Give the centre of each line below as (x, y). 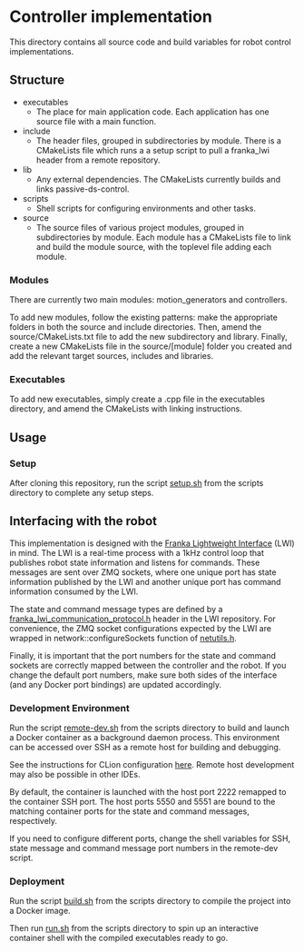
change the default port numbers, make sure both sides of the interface (143, 675)
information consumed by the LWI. (74, 591)
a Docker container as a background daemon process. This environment (145, 738)
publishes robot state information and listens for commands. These (135, 562)
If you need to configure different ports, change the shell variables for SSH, (150, 838)
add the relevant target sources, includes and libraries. (112, 356)
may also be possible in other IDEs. (75, 775)
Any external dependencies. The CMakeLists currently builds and (158, 179)
